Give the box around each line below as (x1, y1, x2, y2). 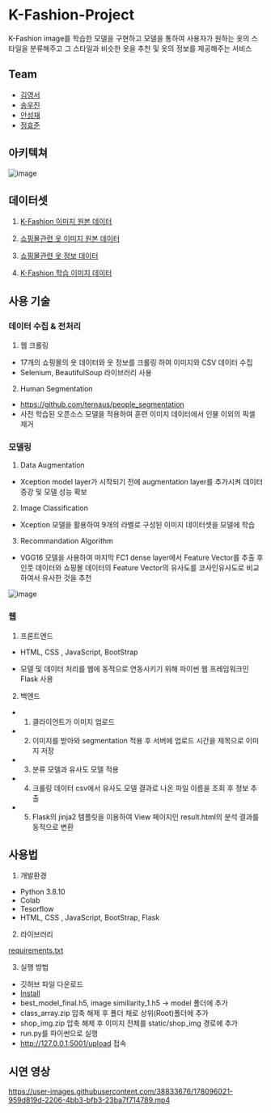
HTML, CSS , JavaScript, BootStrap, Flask (19, 912, 160, 923)
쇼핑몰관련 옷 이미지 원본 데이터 (19, 234, 120, 243)
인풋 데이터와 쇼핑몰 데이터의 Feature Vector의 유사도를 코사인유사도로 (19, 563, 245, 573)
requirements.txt (8, 946, 64, 955)
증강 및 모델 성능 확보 (19, 487, 87, 497)
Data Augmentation (19, 460, 85, 470)
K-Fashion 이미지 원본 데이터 (19, 217, 112, 226)
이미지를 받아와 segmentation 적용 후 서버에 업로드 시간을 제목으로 (32, 735, 244, 745)
